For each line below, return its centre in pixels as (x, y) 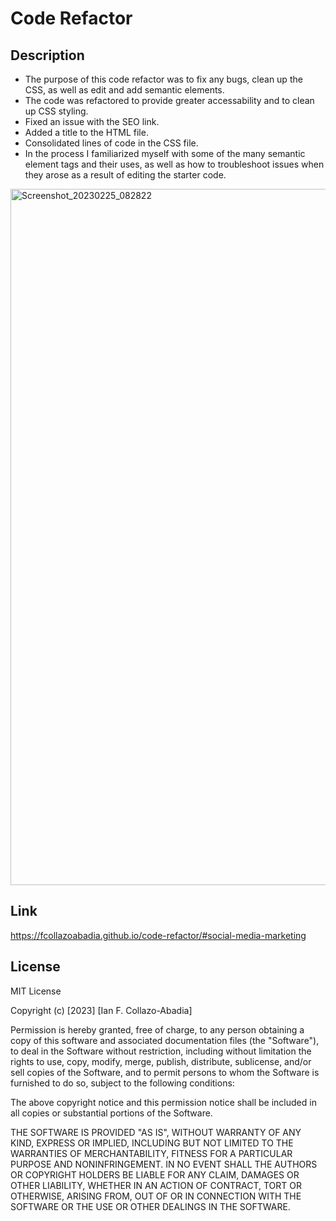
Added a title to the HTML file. (86, 132)
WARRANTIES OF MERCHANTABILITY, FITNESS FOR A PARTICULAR (151, 1153)
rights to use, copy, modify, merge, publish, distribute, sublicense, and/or (161, 1061)
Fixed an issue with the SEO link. (92, 121)
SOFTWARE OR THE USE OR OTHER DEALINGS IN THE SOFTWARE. (150, 1206)
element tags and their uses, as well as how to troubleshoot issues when (174, 164)
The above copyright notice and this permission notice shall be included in (163, 1102)
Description (47, 55)
